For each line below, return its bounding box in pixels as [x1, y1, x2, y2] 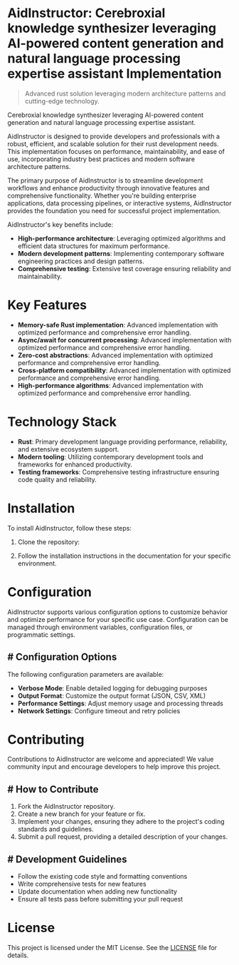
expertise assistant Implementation [7, 66, 222, 82]
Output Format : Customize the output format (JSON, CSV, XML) [17, 691, 206, 700]
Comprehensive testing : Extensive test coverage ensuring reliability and [17, 264, 231, 272]
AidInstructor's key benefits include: [7, 220, 114, 229]
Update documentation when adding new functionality [17, 887, 178, 896]
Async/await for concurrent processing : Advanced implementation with [17, 335, 232, 344]
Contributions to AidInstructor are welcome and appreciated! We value [7, 755, 214, 764]
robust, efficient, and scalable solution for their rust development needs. [7, 139, 219, 148]
